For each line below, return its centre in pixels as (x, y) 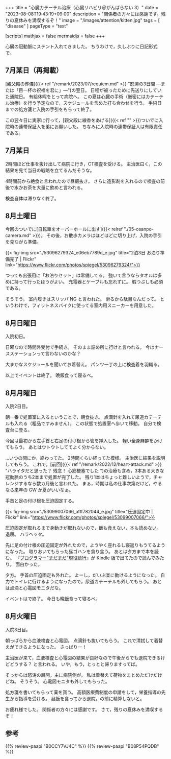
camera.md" (18, 235)
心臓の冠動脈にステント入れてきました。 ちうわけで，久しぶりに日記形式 (81, 46)
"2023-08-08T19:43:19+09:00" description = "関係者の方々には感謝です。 (83, 14)
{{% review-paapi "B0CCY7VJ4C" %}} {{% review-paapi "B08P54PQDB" (82, 746)
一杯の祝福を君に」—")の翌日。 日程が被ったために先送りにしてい (92, 90)
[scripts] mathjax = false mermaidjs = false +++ (55, 36)
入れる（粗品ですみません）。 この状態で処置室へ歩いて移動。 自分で (85, 423)
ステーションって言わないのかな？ (45, 353)
